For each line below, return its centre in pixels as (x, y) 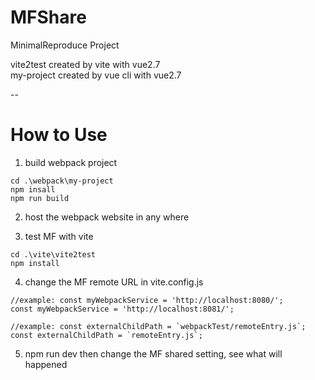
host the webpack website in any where (107, 217)
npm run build (40, 198)
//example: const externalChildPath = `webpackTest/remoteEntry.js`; (158, 326)
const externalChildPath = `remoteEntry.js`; (106, 335)
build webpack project (71, 162)
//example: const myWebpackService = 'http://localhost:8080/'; (147, 300)
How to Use (59, 135)
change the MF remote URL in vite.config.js (114, 282)
